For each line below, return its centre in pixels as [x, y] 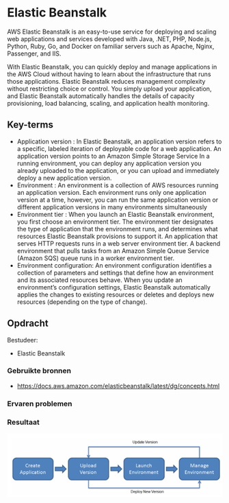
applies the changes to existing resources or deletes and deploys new [116, 294]
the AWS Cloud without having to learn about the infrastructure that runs [109, 74]
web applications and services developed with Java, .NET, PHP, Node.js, [109, 38]
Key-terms [30, 125]
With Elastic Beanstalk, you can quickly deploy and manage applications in [112, 67]
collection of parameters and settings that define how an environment [115, 272]
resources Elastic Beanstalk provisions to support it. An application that [117, 236]
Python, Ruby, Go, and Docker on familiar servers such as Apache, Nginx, [111, 46]
